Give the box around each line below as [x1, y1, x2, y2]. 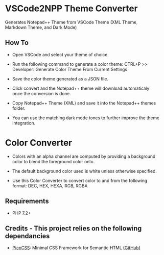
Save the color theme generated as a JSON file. [12, 76, 109, 81]
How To [5, 39, 29, 47]
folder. [12, 105, 25, 111]
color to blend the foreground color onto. [12, 158, 95, 164]
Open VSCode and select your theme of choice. [12, 51, 109, 57]
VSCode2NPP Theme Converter [5, 3, 138, 14]
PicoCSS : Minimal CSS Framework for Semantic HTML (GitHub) [12, 245, 141, 251]
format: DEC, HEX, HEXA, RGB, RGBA [12, 182, 88, 189]
